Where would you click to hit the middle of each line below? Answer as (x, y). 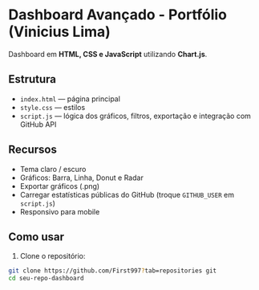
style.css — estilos (53, 107)
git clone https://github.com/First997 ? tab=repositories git (113, 271)
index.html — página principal (70, 99)
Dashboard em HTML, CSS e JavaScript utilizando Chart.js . (108, 54)
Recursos (33, 150)
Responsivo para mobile (60, 211)
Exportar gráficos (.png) (60, 186)
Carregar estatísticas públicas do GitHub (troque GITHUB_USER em (127, 194)
